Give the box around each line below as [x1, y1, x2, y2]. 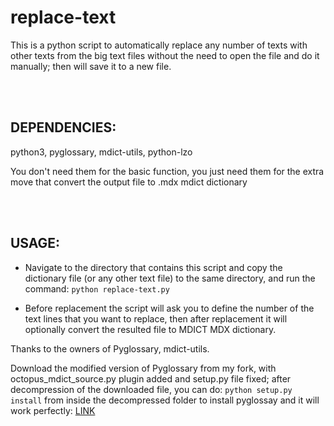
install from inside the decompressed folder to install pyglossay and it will [10, 394, 320, 406]
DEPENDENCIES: [10, 119, 117, 136]
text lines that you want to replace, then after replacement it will [24, 312, 288, 325]
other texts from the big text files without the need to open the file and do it [10, 49, 320, 61]
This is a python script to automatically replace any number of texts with [10, 39, 308, 51]
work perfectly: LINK [10, 404, 96, 416]
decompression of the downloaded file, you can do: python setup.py [10, 383, 293, 395]
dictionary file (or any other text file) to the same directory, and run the [24, 272, 316, 284]
